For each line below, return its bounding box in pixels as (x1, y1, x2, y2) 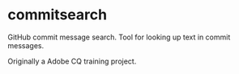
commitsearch (7, 6, 107, 24)
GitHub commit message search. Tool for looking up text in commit (7, 32, 231, 42)
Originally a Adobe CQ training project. (7, 56, 137, 66)
